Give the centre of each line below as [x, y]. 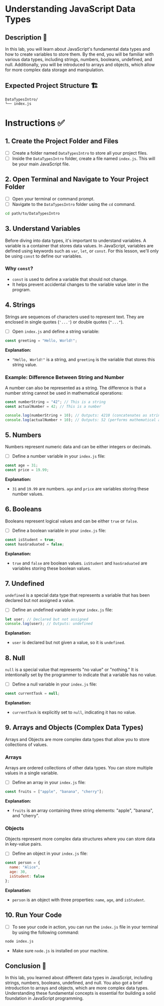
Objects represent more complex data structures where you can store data [80, 839]
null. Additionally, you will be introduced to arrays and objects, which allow [80, 65]
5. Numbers [23, 435]
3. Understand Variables [43, 229]
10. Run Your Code [33, 915]
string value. [25, 364]
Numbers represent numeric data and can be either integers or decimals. [78, 447]
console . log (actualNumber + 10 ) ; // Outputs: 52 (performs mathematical [81, 420]
